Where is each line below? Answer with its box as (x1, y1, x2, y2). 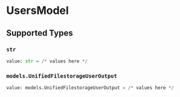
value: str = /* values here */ (6, 58, 88, 64)
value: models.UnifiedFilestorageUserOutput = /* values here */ (6, 85, 174, 91)
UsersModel (6, 4, 69, 18)
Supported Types (6, 28, 74, 38)
